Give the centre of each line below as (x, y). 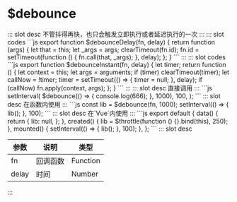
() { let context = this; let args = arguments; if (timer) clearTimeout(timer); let (118, 72)
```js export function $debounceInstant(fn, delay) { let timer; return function (117, 64)
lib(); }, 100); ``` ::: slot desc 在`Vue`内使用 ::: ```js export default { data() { (113, 113)
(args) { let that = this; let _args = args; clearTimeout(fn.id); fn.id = (103, 49)
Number (85, 174)
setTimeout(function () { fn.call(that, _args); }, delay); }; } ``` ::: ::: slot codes (117, 57)
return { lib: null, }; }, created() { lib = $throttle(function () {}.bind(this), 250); (118, 121)
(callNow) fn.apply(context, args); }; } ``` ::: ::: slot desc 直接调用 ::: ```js (110, 88)
